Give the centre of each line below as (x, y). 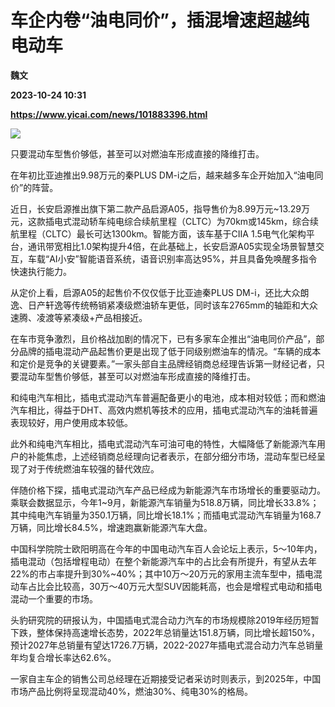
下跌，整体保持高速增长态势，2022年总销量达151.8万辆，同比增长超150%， (165, 632)
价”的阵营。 (34, 187)
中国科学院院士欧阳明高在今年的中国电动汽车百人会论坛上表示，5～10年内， (166, 548)
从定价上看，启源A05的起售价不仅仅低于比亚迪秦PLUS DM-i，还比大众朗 (160, 292)
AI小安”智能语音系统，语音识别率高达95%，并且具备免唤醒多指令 (183, 258)
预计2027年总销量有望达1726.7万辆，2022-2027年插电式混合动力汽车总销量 (167, 645)
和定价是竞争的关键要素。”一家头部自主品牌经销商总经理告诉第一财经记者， (163, 363)
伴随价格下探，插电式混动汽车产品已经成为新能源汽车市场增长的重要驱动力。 (168, 490)
